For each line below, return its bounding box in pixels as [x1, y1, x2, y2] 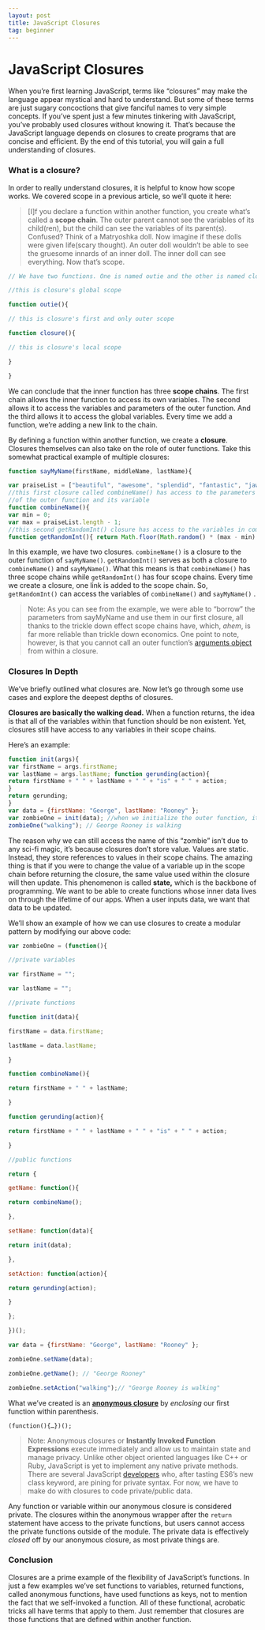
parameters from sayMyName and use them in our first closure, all [27, 613, 244, 623]
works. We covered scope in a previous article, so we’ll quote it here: [8, 191, 232, 201]
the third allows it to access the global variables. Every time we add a [8, 412, 233, 421]
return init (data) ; [8, 1241, 73, 1249]
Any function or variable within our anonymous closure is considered [8, 1501, 232, 1511]
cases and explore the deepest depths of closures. [8, 692, 174, 702]
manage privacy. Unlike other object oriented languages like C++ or [27, 1452, 248, 1462]
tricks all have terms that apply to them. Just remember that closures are [8, 1606, 244, 1616]
